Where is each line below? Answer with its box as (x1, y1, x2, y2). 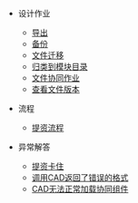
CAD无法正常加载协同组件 (31, 184, 129, 194)
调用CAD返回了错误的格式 (31, 172, 129, 183)
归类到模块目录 (31, 62, 88, 72)
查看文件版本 (31, 84, 80, 94)
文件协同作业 (31, 72, 80, 83)
